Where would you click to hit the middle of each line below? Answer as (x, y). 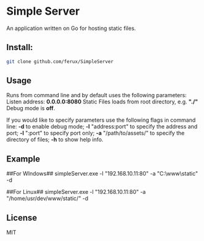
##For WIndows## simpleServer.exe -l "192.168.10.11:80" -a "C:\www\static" (102, 174)
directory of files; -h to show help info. (55, 139)
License (22, 217)
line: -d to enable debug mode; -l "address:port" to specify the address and (102, 127)
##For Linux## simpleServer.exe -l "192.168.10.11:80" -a (76, 192)
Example (23, 159)
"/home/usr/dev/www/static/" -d (47, 198)
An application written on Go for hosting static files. (71, 28)
